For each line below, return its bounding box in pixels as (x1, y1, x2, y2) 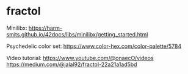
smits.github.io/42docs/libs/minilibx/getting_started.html (6, 30, 148, 38)
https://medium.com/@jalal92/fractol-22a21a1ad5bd (6, 61, 137, 68)
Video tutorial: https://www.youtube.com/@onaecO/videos (6, 54, 154, 61)
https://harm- (28, 24, 63, 32)
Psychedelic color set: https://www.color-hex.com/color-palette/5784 (6, 42, 182, 50)
